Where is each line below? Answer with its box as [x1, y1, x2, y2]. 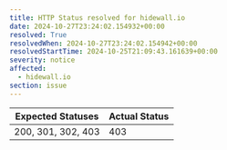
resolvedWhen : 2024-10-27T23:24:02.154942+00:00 [9, 38, 198, 48]
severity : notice [9, 55, 76, 65]
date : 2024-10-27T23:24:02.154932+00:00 [9, 22, 166, 31]
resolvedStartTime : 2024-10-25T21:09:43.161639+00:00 [9, 47, 219, 56]
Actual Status [108, 110, 170, 123]
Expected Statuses [15, 110, 99, 123]
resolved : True [9, 30, 67, 39]
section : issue [9, 81, 67, 90]
